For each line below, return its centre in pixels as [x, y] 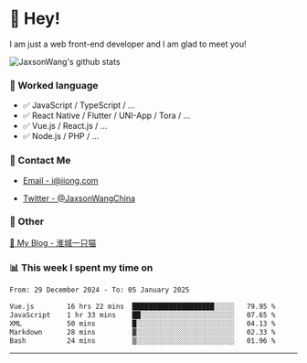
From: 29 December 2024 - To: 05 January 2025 [100, 290]
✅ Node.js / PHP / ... [61, 136]
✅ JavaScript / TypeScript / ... [79, 105]
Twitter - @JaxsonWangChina [79, 198]
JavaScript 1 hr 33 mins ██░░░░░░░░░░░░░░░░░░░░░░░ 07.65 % [143, 315]
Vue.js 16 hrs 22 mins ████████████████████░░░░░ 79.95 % [143, 306]
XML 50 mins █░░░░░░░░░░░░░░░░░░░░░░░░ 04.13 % [143, 324]
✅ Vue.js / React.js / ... [65, 126]
